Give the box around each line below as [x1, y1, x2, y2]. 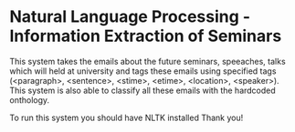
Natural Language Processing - [9, 6, 251, 27]
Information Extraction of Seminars [9, 25, 282, 46]
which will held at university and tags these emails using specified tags [9, 66, 277, 76]
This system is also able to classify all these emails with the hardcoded [9, 85, 276, 96]
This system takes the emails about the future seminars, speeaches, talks [9, 56, 286, 66]
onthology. [9, 94, 50, 106]
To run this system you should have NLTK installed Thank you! [9, 112, 244, 123]
